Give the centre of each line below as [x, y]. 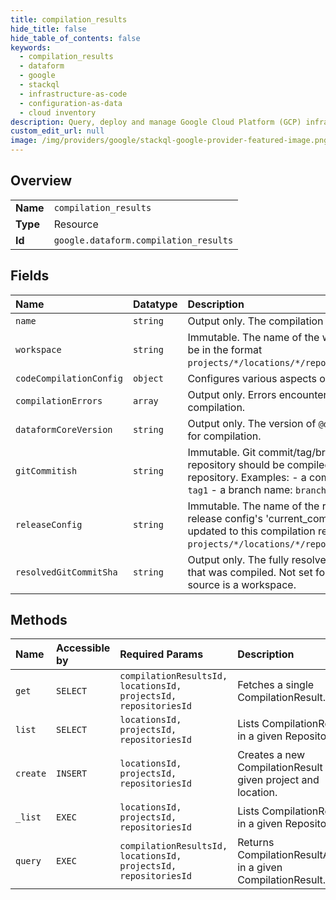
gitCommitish [46, 470]
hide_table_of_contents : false [75, 38]
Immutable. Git [222, 452]
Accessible [83, 648]
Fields [30, 276]
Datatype [155, 304]
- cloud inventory [58, 112]
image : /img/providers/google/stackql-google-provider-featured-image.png [169, 141]
